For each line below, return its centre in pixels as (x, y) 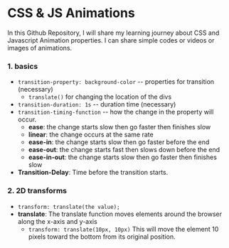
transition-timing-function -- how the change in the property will (116, 112)
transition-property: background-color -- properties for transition (116, 82)
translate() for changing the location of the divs (100, 97)
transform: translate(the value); (69, 207)
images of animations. (40, 48)
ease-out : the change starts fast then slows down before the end (124, 150)
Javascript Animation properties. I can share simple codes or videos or (111, 40)
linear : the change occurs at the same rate (91, 135)
